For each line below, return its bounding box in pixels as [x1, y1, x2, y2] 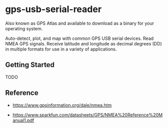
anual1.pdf [12, 117, 34, 123]
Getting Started [5, 60, 55, 69]
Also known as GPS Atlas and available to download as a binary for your [5, 20, 154, 26]
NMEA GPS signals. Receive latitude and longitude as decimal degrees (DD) [5, 40, 162, 46]
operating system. [5, 25, 43, 31]
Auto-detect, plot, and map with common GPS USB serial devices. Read [5, 35, 154, 41]
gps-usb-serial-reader [5, 4, 102, 15]
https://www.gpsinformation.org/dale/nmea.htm [12, 102, 112, 108]
